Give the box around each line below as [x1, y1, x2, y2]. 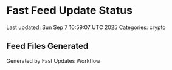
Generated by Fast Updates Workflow [6, 57, 101, 64]
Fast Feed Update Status [6, 4, 132, 17]
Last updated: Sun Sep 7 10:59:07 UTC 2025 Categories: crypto [6, 24, 166, 31]
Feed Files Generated [6, 41, 89, 51]
